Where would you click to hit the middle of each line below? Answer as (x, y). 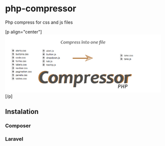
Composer (18, 126)
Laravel (14, 139)
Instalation (22, 112)
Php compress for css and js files (39, 22)
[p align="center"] (23, 32)
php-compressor (41, 9)
